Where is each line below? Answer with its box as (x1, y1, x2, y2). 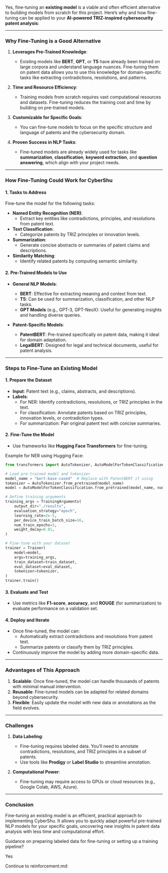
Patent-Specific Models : (12, 321, 64, 328)
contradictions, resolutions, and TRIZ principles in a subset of (19, 749, 146, 755)
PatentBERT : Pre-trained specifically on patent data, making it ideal (19, 331, 159, 337)
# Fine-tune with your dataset (5, 541, 70, 546)
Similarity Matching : (12, 253, 56, 259)
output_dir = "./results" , (14, 504, 66, 509)
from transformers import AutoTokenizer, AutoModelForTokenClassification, (5, 462, 166, 467)
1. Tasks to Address (5, 189, 46, 195)
